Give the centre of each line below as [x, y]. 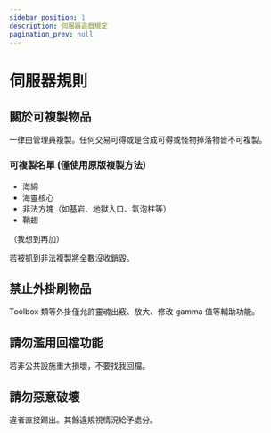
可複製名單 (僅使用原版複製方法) [78, 165]
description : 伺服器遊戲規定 [59, 26]
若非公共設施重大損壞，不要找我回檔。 [79, 366]
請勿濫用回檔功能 [56, 342]
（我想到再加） [37, 238]
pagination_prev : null [51, 34]
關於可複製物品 [50, 117]
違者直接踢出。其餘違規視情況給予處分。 [83, 420]
